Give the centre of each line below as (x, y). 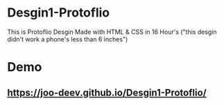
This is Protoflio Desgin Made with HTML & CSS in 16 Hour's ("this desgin (112, 32)
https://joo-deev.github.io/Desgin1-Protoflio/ (107, 92)
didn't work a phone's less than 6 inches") (68, 39)
